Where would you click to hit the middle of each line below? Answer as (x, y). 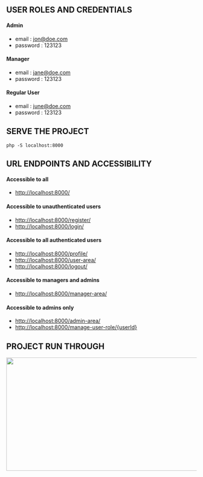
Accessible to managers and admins (53, 280)
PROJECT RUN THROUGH (55, 346)
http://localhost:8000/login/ (50, 226)
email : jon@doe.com (41, 39)
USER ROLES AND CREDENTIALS (69, 10)
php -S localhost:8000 (35, 145)
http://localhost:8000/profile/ (51, 254)
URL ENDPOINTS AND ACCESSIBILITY (79, 164)
